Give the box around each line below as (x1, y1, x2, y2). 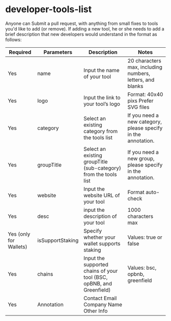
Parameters (43, 48, 73, 55)
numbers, (127, 70, 150, 77)
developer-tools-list (5, 4, 92, 15)
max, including (127, 63, 163, 71)
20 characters (127, 57, 161, 64)
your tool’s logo (83, 100, 121, 107)
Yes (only (8, 230, 31, 237)
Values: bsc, (127, 264, 157, 271)
